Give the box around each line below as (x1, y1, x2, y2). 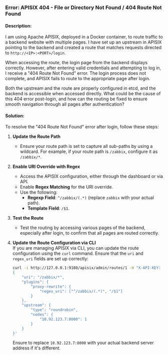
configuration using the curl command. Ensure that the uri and (12, 250, 144, 257)
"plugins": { (22, 279, 49, 284)
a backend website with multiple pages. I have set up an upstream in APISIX (5, 39, 162, 45)
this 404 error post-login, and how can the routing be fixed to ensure (5, 96, 148, 102)
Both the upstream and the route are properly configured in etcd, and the (5, 85, 156, 91)
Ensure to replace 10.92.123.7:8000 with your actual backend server (12, 340, 154, 346)
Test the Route (12, 215, 44, 221)
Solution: (5, 112, 25, 119)
